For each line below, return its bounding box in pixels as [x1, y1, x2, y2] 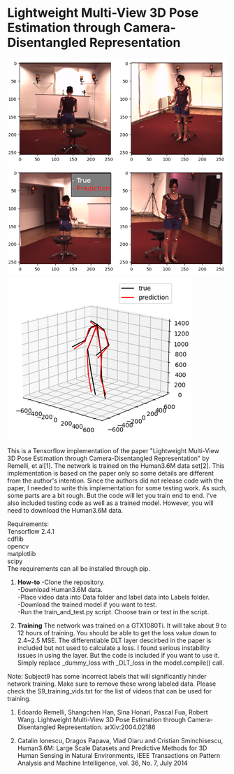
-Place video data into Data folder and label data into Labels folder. [17, 593, 210, 602]
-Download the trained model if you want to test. [17, 600, 157, 609]
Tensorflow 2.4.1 [7, 527, 54, 536]
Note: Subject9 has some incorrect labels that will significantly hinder [7, 672, 207, 681]
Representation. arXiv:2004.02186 [57, 723, 156, 731]
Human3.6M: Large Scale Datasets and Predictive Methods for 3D [17, 744, 207, 752]
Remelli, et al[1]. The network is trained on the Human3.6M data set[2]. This [7, 462, 225, 470]
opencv [7, 542, 29, 551]
